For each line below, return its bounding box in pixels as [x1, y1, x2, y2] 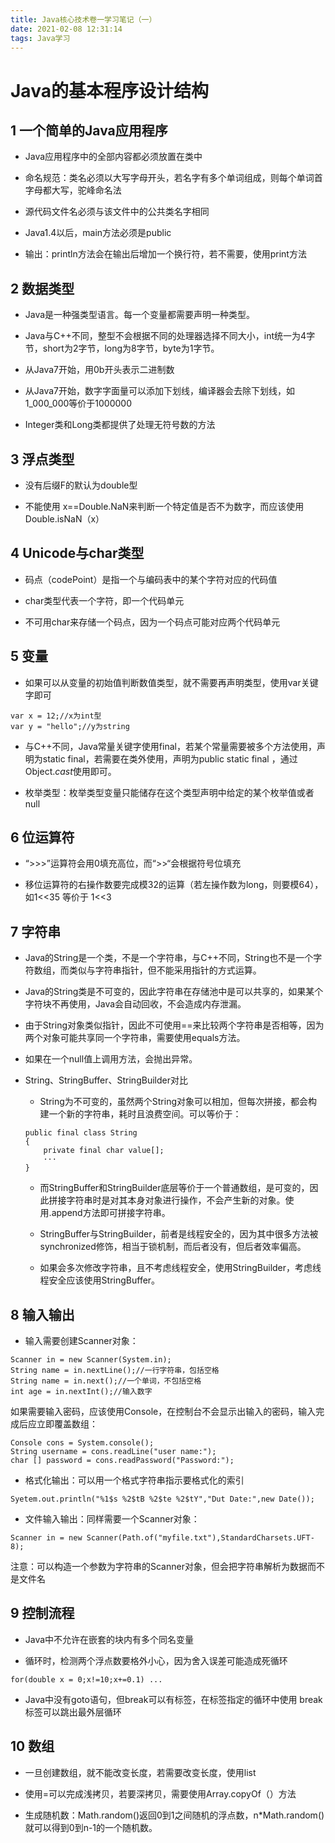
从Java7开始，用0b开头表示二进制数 [24, 364, 175, 376]
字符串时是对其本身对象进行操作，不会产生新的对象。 [66, 1194, 286, 1206]
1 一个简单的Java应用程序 [10, 122, 168, 139]
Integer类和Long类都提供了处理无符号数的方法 [24, 419, 216, 431]
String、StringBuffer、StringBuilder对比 [24, 1074, 188, 1086]
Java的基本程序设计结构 [10, 79, 209, 102]
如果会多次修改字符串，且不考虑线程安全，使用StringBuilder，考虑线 [39, 1262, 322, 1274]
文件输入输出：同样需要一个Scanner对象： [24, 1513, 200, 1525]
